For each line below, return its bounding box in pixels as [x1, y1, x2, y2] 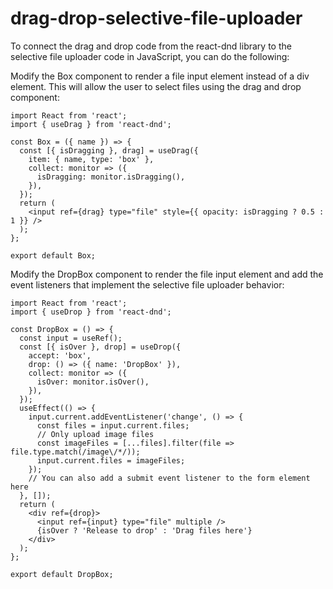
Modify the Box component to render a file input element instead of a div [10, 70, 310, 82]
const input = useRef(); [19, 333, 123, 343]
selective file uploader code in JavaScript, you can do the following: [10, 50, 290, 62]
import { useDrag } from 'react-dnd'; [10, 119, 172, 129]
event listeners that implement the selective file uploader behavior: [10, 278, 285, 291]
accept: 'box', [28, 350, 92, 361]
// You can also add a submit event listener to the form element [28, 473, 311, 483]
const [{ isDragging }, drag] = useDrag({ [19, 145, 199, 156]
